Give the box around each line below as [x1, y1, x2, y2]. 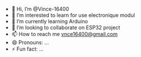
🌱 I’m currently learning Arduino [11, 18, 89, 24]
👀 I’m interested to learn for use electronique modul [11, 12, 135, 19]
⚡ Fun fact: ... [11, 45, 44, 52]
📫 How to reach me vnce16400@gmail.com [11, 31, 118, 37]
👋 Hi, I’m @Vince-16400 [11, 6, 69, 12]
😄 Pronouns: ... [11, 39, 50, 46]
